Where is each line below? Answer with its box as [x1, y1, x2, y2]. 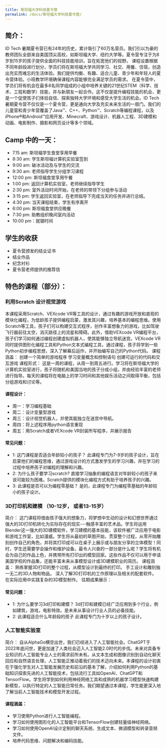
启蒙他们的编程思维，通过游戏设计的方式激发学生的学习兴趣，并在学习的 [12, 458, 160, 464]
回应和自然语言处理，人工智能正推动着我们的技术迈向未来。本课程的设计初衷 [5, 657, 161, 664]
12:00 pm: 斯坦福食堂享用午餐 [12, 174, 73, 181]
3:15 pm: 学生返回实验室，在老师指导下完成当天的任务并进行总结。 [12, 193, 148, 199]
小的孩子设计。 [12, 489, 43, 495]
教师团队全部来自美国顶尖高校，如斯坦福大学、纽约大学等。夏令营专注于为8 [5, 52, 160, 57]
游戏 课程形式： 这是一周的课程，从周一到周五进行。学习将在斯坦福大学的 [9, 360, 159, 366]
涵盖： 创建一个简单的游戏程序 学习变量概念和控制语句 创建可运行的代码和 [5, 354, 156, 360]
